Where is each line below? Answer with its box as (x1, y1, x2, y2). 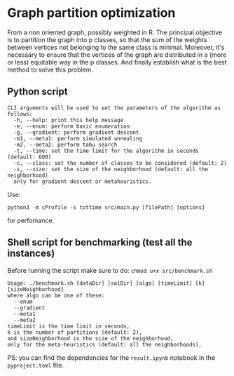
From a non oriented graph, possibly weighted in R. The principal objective (7, 28, 223, 36)
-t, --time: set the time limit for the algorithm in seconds (13, 147, 199, 154)
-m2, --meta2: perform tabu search (13, 141, 118, 148)
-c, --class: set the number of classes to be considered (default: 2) (13, 159, 228, 166)
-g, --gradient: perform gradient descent (13, 128, 139, 136)
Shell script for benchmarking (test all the (7, 236, 193, 248)
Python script (7, 86, 68, 98)
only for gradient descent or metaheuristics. (13, 177, 152, 185)
